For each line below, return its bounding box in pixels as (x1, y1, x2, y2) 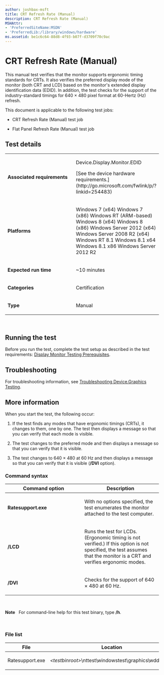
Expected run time (7, 266, 51, 273)
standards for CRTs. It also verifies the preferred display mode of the (5, 77, 143, 83)
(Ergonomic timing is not (84, 534, 141, 541)
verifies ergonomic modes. (84, 559, 146, 566)
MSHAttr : (5, 21, 23, 26)
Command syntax (5, 472, 48, 479)
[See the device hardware (75, 170, 135, 176)
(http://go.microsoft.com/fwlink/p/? (75, 182, 157, 189)
